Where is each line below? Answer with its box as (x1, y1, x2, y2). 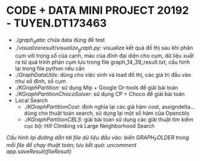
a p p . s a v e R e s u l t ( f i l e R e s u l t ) (6, 148, 72, 155)
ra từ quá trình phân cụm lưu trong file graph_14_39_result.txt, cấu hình (14, 58, 190, 65)
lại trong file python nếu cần (14, 64, 85, 72)
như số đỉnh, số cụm (14, 77, 66, 85)
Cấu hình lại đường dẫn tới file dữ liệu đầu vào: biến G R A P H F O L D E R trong (6, 133, 190, 142)
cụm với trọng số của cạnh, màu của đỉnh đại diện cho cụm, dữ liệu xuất (14, 52, 194, 59)
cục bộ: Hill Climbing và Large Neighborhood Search (23, 122, 155, 129)
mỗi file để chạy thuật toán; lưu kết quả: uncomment (6, 142, 137, 149)
